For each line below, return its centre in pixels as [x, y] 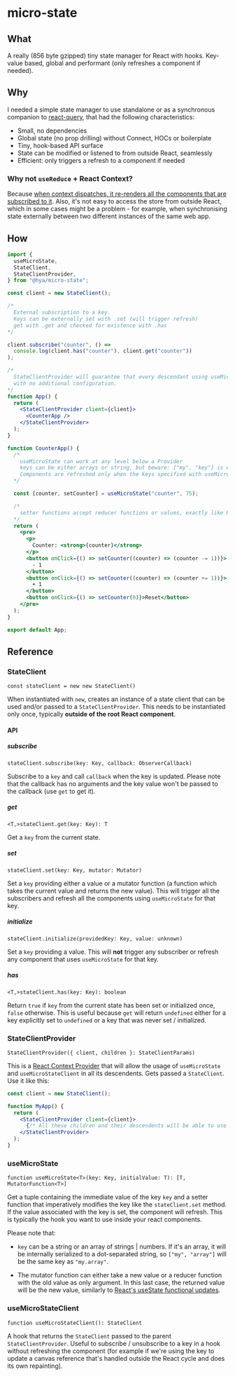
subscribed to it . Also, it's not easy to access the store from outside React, [115, 201]
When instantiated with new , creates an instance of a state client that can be [116, 699]
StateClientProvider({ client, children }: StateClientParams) [101, 1053]
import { [20, 254]
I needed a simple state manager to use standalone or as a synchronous [111, 109]
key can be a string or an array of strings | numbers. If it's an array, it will [121, 1246]
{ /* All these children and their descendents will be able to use [126, 1126]
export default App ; [37, 630]
